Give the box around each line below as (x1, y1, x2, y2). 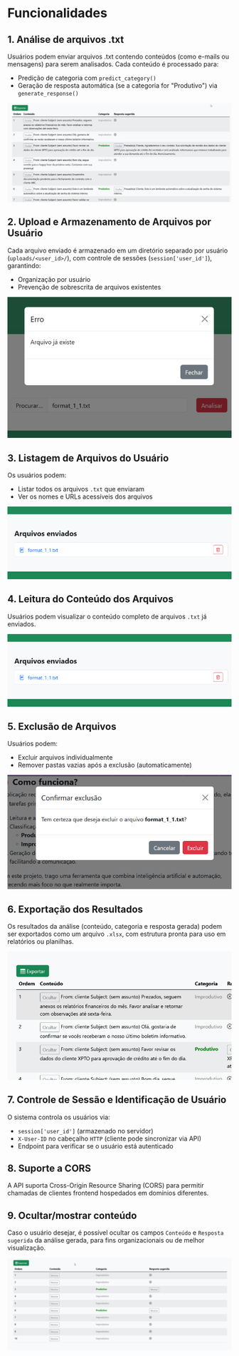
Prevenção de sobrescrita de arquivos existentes (17, 282, 161, 291)
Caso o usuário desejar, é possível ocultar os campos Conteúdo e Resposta (7, 1228, 224, 1237)
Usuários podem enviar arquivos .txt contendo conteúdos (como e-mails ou (7, 52, 230, 61)
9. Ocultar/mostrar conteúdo (7, 1209, 137, 1221)
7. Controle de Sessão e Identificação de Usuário (7, 1094, 227, 1106)
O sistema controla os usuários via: (7, 1113, 110, 1121)
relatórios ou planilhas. (7, 937, 74, 946)
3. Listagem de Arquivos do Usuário (7, 452, 169, 464)
